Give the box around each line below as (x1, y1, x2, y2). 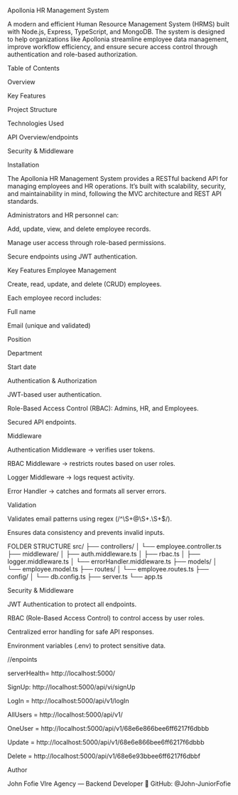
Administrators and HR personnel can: (7, 211, 119, 219)
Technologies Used (7, 119, 64, 128)
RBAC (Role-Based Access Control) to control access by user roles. (7, 614, 205, 622)
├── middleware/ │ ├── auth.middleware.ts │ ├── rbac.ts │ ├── (7, 550, 200, 558)
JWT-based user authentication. (7, 390, 102, 398)
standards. (7, 197, 39, 205)
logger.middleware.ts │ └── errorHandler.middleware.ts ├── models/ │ (7, 557, 218, 566)
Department (7, 349, 43, 357)
